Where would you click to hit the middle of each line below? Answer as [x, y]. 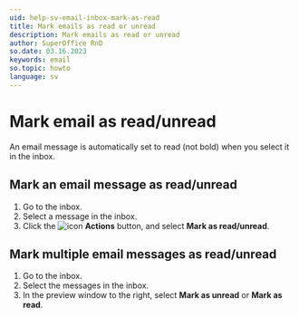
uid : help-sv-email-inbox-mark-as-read [85, 18]
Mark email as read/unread [113, 121]
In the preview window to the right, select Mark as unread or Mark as [152, 295]
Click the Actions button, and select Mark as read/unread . [146, 226]
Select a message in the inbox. [80, 216]
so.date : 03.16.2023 [48, 52]
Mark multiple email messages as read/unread [143, 254]
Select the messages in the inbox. [86, 285]
